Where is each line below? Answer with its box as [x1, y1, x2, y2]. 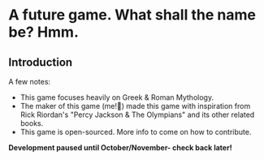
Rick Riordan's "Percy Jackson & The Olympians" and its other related [19, 110, 255, 119]
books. [19, 119, 44, 128]
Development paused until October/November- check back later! [8, 143, 233, 152]
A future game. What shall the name [8, 6, 256, 24]
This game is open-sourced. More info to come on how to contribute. [19, 128, 252, 136]
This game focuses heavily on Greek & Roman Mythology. [19, 93, 214, 102]
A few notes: [8, 77, 51, 86]
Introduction [8, 55, 73, 69]
